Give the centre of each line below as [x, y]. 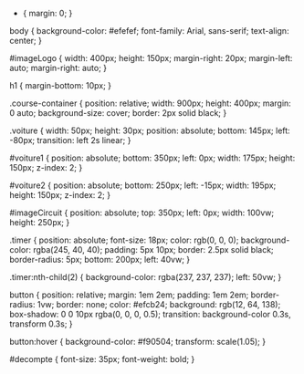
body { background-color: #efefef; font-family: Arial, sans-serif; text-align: [149, 31]
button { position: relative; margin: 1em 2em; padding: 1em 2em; [129, 295]
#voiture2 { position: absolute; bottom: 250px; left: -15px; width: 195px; [143, 185]
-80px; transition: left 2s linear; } [70, 140]
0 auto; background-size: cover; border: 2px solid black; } [118, 113]
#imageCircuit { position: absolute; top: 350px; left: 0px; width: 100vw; [142, 213]
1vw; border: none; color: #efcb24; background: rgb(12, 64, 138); [159, 304]
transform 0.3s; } [41, 324]
